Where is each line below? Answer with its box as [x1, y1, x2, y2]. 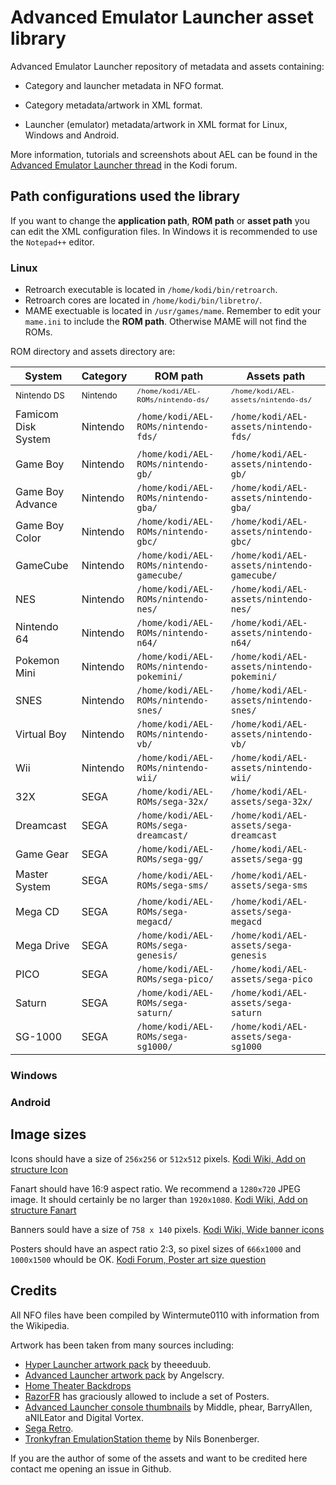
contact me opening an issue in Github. [10, 1462, 172, 1475]
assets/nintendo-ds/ [230, 395, 313, 405]
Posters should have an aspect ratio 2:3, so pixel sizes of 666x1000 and [10, 1242, 302, 1255]
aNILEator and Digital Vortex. [24, 1411, 144, 1423]
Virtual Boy [15, 727, 67, 741]
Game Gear [15, 847, 69, 861]
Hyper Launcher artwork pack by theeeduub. [24, 1358, 212, 1370]
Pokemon [15, 654, 60, 668]
